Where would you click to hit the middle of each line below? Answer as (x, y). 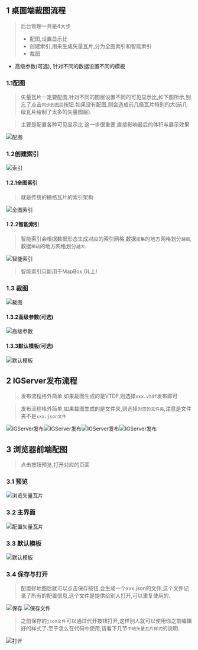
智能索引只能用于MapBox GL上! (59, 271)
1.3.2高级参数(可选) (30, 317)
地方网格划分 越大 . (66, 246)
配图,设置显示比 (48, 39)
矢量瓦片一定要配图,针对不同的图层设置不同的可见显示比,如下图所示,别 (106, 97)
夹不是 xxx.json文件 (43, 416)
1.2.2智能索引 (23, 224)
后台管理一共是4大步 (46, 26)
